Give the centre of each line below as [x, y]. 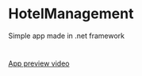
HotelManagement [71, 14]
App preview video [39, 63]
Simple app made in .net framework [67, 36]
